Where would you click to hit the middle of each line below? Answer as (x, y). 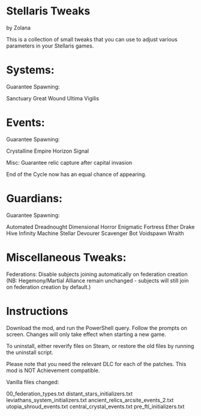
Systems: (31, 70)
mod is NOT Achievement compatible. (53, 370)
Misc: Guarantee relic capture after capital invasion (69, 162)
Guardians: (34, 198)
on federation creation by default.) (49, 287)
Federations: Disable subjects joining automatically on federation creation (97, 274)
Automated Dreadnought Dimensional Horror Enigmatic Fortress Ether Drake (100, 227)
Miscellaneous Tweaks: (66, 257)
